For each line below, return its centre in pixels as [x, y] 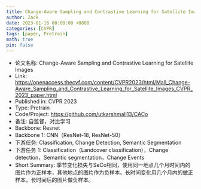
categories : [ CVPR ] [31, 28]
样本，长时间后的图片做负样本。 [54, 179]
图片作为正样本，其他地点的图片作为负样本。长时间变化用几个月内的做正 [104, 172]
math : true [20, 39]
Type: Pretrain [32, 108]
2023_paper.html [36, 95]
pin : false [20, 45]
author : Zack [22, 17]
